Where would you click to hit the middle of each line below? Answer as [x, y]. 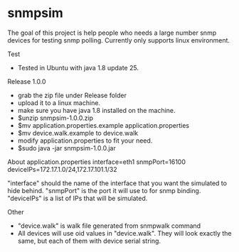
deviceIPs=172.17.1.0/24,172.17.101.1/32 [62, 169]
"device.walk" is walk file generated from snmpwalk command [109, 226]
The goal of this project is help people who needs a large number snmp [112, 33]
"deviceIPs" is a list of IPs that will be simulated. [78, 198]
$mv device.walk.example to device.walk [78, 133]
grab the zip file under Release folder [72, 95]
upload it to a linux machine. [59, 103]
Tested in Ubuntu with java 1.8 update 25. [78, 67]
